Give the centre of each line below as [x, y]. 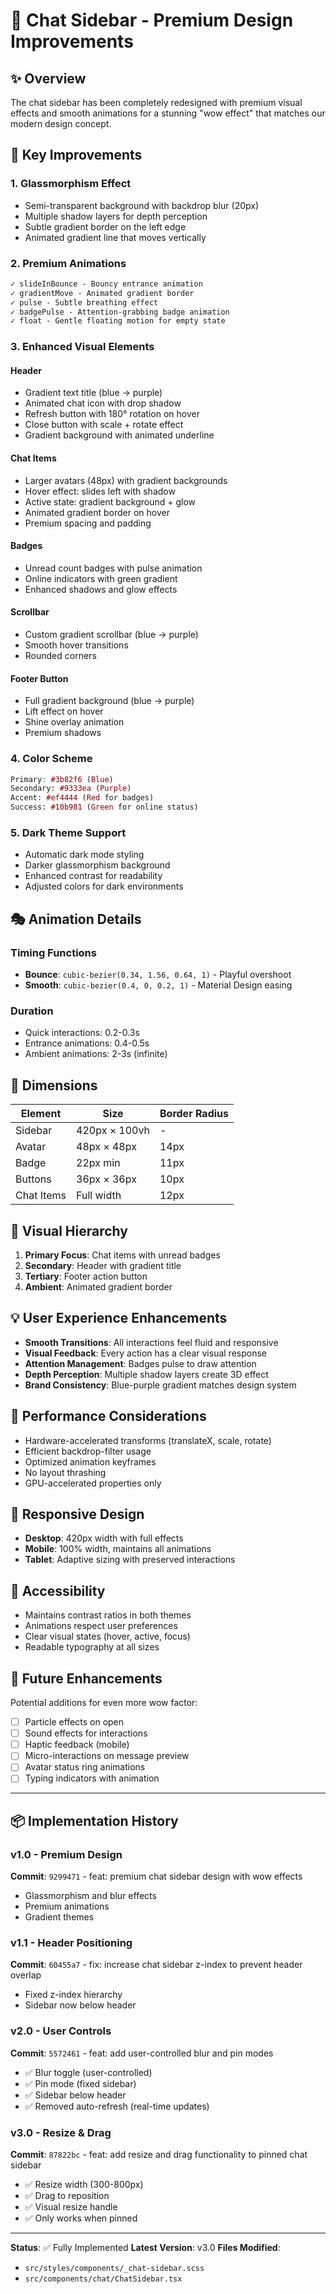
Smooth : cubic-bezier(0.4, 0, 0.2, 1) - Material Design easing [158, 985]
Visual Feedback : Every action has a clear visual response [145, 1353]
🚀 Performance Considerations [108, 1416]
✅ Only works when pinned [81, 2218]
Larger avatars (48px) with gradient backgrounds [126, 480]
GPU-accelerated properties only [93, 1483]
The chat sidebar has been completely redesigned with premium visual [156, 102]
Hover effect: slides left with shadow [100, 491]
